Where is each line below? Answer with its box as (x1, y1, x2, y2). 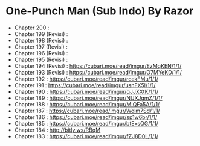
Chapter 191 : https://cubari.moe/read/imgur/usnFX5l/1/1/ (14, 81, 156, 88)
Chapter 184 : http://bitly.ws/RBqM (14, 126, 101, 133)
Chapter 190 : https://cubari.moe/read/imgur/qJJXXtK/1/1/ (14, 88, 159, 95)
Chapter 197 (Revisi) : (14, 43, 68, 50)
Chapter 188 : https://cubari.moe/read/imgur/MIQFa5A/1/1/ (14, 100, 160, 108)
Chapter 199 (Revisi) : (14, 30, 68, 37)
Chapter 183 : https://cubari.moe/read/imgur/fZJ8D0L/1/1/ (14, 132, 158, 139)
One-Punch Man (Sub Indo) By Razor (5, 4, 194, 18)
